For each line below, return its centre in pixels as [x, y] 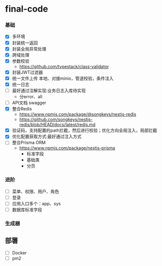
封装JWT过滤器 [27, 72]
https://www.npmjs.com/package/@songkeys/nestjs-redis [78, 114]
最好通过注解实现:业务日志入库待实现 [49, 90]
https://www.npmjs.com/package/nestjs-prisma [67, 148]
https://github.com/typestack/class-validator [64, 66]
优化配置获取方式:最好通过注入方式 [47, 137]
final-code [27, 9]
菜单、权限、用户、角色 [35, 191]
